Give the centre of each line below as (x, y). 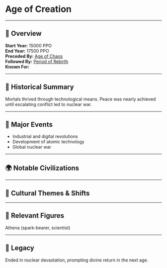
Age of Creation (39, 9)
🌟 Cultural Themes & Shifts (47, 193)
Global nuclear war (32, 147)
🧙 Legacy (20, 248)
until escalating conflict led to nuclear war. (48, 104)
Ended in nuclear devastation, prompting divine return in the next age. (77, 260)
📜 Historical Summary (40, 87)
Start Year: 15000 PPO (29, 45)
